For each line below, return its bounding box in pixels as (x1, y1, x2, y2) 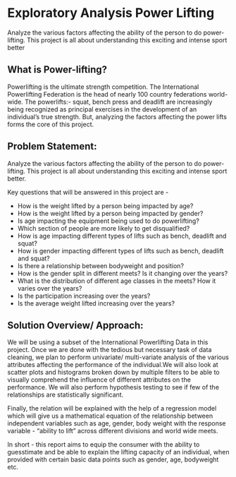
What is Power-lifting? (7, 64, 108, 76)
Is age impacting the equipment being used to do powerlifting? (17, 217, 199, 225)
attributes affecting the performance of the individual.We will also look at (7, 361, 218, 369)
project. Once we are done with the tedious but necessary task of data (7, 346, 212, 354)
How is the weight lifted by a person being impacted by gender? (17, 209, 204, 217)
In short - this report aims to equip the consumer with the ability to (7, 440, 200, 449)
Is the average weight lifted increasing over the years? (17, 298, 175, 308)
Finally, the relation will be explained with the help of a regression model (7, 404, 217, 413)
